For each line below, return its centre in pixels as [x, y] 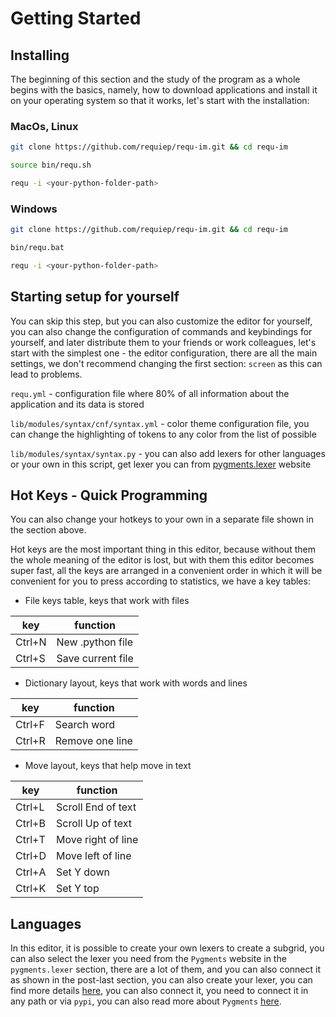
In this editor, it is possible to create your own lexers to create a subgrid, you [167, 948]
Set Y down [83, 872]
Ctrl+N [31, 642]
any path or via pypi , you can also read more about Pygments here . [146, 1001]
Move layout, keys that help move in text [108, 766]
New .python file [95, 642]
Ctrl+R [30, 741]
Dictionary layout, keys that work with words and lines [136, 683]
